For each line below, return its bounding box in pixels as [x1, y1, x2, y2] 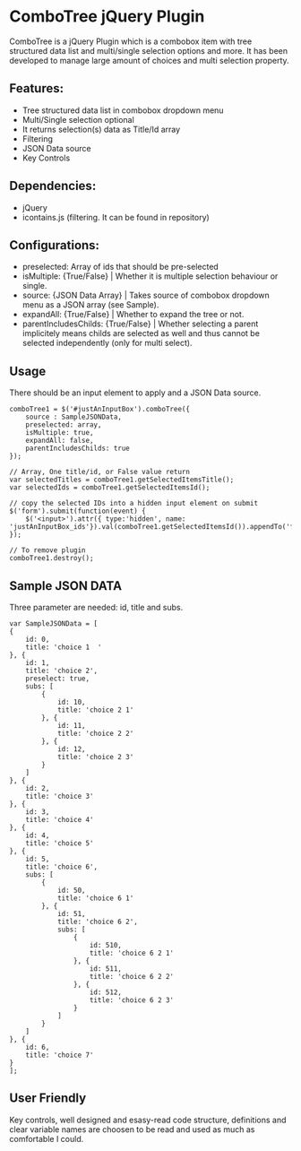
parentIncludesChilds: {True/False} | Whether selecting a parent [21, 318, 259, 329]
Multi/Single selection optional [21, 114, 134, 125]
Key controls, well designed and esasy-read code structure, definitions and [9, 1114, 287, 1125]
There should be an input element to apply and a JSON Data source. [9, 387, 262, 398]
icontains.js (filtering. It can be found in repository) [21, 212, 211, 222]
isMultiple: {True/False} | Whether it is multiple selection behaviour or [21, 271, 279, 281]
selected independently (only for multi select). [21, 338, 193, 349]
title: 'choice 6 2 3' [89, 996, 175, 1005]
